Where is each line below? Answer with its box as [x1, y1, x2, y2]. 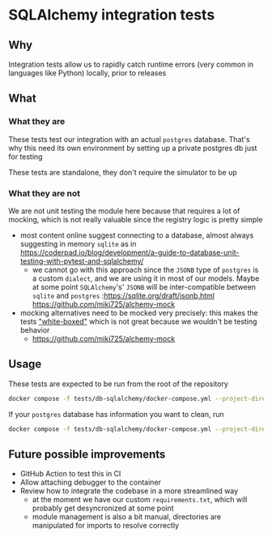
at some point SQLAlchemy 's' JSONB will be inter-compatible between [32, 282, 257, 291]
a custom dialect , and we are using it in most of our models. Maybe [32, 273, 260, 283]
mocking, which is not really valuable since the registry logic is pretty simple [8, 214, 263, 224]
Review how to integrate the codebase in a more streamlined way [19, 486, 239, 496]
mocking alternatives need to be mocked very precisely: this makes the [19, 308, 258, 317]
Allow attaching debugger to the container [19, 477, 162, 488]
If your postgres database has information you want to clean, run [8, 409, 224, 419]
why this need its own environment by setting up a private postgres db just [8, 143, 257, 153]
